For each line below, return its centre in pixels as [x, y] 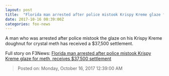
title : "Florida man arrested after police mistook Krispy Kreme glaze [83, 15]
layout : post [19, 10]
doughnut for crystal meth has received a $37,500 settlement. [69, 44]
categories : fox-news [28, 24]
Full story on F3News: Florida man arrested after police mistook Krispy [78, 53]
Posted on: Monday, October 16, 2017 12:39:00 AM [70, 68]
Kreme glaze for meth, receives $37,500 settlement [58, 59]
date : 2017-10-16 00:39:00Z [35, 19]
